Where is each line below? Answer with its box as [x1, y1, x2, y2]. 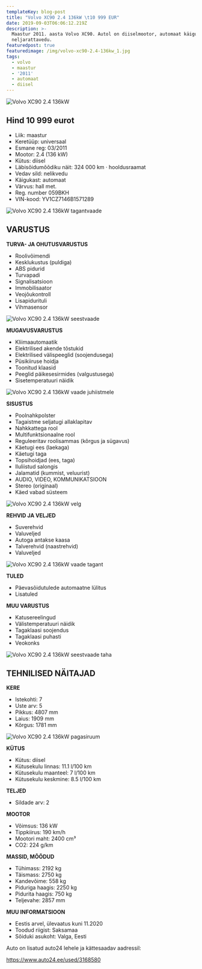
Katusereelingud [14, 613, 56, 621]
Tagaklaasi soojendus [14, 627, 69, 634]
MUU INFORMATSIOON [6, 908, 66, 915]
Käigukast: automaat [14, 176, 66, 184]
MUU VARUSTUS [6, 602, 49, 609]
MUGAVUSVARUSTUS [6, 326, 63, 334]
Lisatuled [14, 590, 38, 598]
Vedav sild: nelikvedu [14, 170, 68, 177]
